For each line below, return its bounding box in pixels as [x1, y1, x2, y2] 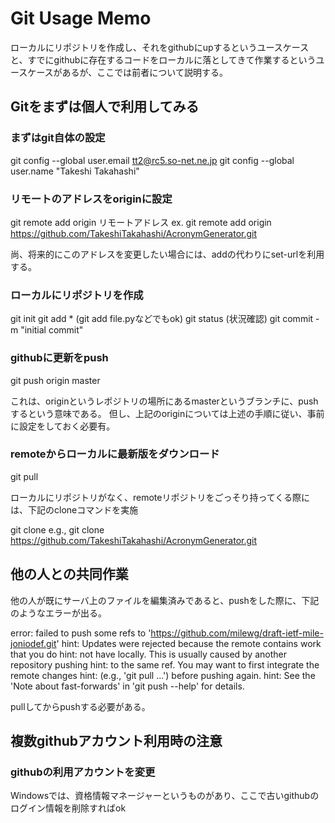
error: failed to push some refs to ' [10, 627, 152, 639]
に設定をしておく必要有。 [10, 420, 116, 432]
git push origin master [10, 374, 101, 386]
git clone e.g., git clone [10, 523, 105, 536]
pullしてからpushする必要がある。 [10, 700, 151, 712]
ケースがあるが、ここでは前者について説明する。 [27, 66, 228, 78]
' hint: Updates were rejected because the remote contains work [56, 637, 322, 649]
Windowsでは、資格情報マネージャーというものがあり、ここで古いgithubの [10, 790, 320, 802]
